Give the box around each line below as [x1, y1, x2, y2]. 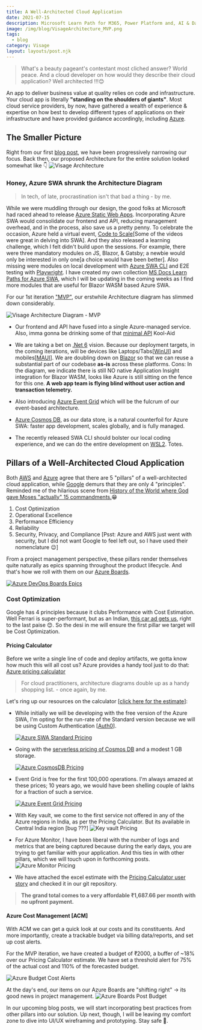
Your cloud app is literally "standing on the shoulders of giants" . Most [6, 95, 182, 103]
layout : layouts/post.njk [6, 48, 71, 54]
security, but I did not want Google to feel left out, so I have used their [14, 537, 188, 544]
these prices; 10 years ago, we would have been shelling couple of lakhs [14, 782, 195, 789]
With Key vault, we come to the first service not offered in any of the [14, 812, 185, 819]
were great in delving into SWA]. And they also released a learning [6, 236, 170, 243]
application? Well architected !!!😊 [20, 77, 105, 85]
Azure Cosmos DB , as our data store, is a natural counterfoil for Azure [14, 416, 188, 423]
